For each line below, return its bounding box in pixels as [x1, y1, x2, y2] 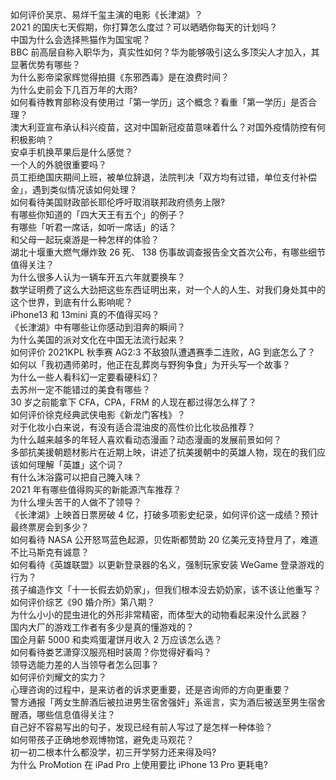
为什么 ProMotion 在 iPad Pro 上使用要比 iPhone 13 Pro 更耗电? [10, 759, 268, 770]
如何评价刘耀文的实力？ [10, 671, 107, 683]
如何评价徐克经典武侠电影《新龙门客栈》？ [10, 409, 186, 420]
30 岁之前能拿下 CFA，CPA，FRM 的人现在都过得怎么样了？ [10, 396, 257, 408]
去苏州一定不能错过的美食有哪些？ [10, 384, 151, 395]
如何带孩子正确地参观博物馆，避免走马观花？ [10, 734, 195, 745]
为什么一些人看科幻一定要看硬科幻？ [10, 371, 160, 383]
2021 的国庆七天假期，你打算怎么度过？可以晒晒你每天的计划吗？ [10, 21, 278, 33]
